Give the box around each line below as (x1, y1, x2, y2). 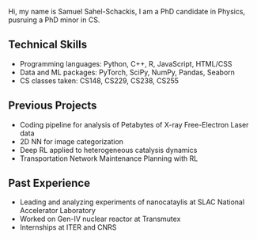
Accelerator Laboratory (19, 206, 96, 215)
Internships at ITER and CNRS (19, 223, 117, 232)
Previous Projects (8, 99, 97, 112)
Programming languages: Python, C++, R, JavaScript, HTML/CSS (19, 59, 232, 68)
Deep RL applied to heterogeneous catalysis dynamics (19, 145, 198, 154)
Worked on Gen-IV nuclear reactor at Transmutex (19, 214, 181, 224)
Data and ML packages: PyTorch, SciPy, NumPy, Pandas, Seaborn (19, 67, 236, 77)
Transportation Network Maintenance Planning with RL (19, 154, 198, 163)
